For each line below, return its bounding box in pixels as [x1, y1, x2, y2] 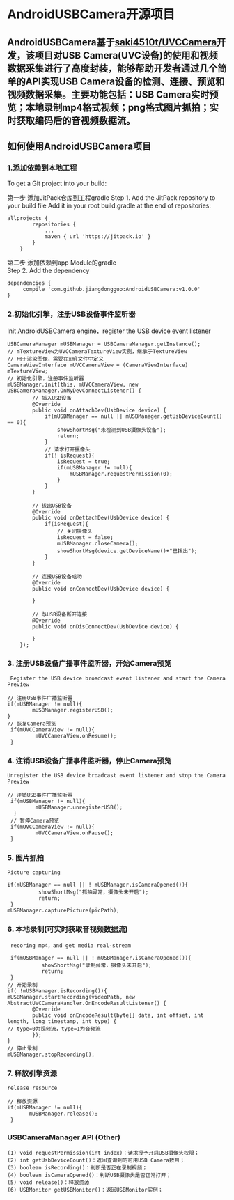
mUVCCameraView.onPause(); [35, 829, 114, 836]
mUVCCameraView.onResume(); [35, 732, 117, 739]
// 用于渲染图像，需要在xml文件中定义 [7, 355, 104, 362]
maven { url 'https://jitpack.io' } [44, 233, 151, 240]
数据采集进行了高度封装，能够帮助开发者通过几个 [7, 62, 218, 74]
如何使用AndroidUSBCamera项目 [7, 140, 152, 152]
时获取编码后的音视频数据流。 [7, 114, 136, 126]
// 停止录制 [7, 1045, 38, 1052]
